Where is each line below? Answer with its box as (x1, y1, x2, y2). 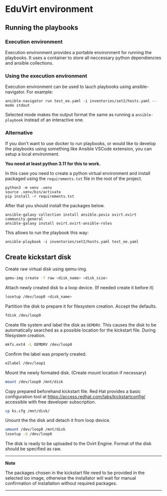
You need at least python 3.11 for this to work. (5, 161, 101, 167)
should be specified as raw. (5, 446, 62, 452)
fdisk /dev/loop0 (5, 313, 41, 318)
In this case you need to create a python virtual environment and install (5, 170, 151, 176)
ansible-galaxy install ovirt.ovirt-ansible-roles (5, 221, 112, 226)
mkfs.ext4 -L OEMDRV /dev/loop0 (5, 342, 72, 347)
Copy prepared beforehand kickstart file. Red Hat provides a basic (5, 388, 141, 394)
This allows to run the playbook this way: (5, 230, 89, 236)
